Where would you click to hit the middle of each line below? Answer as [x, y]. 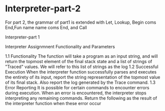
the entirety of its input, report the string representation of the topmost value [83, 77]
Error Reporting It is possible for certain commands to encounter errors [77, 87]
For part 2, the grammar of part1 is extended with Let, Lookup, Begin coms [81, 22]
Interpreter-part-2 [43, 9]
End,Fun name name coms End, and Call [46, 27]
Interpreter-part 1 [22, 37]
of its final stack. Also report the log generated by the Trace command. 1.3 [81, 82]
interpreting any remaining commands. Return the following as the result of [81, 98]
